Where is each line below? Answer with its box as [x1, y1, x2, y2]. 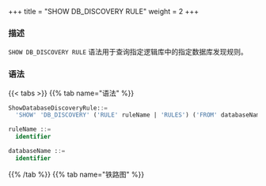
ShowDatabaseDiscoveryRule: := [8, 104, 108, 112]
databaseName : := [8, 147, 66, 155]
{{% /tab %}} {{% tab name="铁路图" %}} [8, 169, 145, 179]
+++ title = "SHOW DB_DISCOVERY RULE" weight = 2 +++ [8, 7, 199, 16]
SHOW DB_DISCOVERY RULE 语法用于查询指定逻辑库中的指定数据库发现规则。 [8, 47, 248, 57]
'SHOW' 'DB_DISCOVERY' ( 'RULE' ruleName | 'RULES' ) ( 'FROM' [15, 111, 218, 119]
